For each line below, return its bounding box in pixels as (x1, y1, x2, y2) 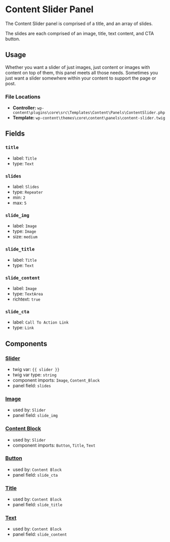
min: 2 (12, 194, 25, 201)
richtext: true (12, 296, 41, 302)
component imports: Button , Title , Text (12, 442, 95, 448)
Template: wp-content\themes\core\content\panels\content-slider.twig (12, 115, 165, 121)
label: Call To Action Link (12, 319, 69, 325)
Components (5, 339, 47, 348)
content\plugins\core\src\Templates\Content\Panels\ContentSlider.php (12, 110, 165, 115)
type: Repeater (12, 189, 43, 195)
